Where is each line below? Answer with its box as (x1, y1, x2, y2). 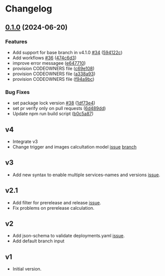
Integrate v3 (12, 139, 38, 145)
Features (5, 38, 28, 45)
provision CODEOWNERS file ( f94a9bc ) (12, 76, 95, 82)
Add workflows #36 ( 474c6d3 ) (12, 55, 77, 61)
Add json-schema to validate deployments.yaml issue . (12, 233, 125, 239)
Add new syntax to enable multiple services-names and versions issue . (12, 172, 160, 178)
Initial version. (12, 266, 42, 272)
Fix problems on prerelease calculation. (12, 205, 95, 211)
